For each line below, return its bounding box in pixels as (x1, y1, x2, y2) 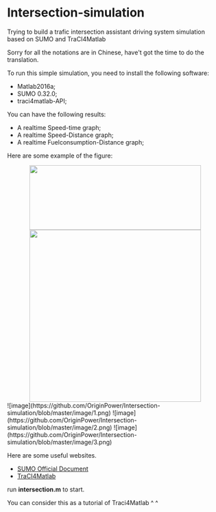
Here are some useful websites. (7, 451, 97, 459)
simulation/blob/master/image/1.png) (7, 408, 111, 417)
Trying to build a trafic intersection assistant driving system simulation (7, 28, 206, 36)
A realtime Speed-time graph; (16, 123, 101, 131)
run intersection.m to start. (7, 485, 85, 493)
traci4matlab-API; (16, 96, 67, 105)
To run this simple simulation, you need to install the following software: (7, 69, 209, 77)
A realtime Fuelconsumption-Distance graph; (16, 138, 144, 146)
